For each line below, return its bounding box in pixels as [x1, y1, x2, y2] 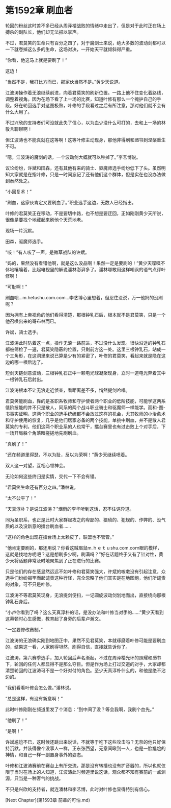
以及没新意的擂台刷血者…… [14, 523, 71, 529]
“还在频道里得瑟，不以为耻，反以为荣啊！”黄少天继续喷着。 [5, 451, 130, 458]
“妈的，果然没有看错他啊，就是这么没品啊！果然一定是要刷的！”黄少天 [5, 260, 152, 266]
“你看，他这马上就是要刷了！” [5, 57, 68, 63]
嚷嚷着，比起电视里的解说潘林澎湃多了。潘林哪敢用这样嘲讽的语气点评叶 [14, 266, 166, 272]
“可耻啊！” [5, 283, 27, 290]
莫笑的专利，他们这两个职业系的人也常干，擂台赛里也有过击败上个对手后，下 [5, 423, 166, 430]
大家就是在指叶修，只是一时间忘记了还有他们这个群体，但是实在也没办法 [9, 171, 161, 177]
